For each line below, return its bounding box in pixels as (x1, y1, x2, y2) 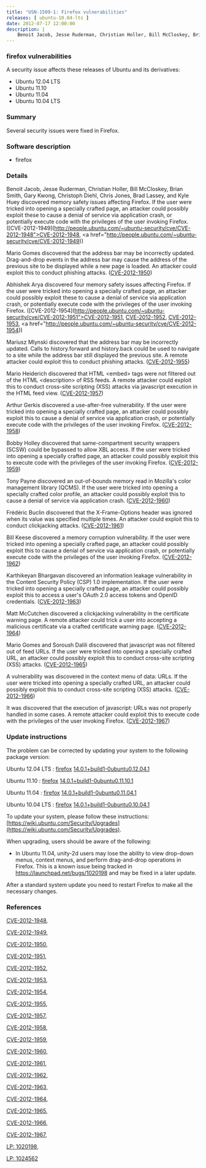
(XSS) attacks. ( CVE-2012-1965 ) (6, 661, 88, 668)
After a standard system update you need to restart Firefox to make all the (6, 881, 193, 888)
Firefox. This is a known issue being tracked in (15, 862, 133, 870)
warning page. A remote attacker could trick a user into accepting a (6, 617, 177, 624)
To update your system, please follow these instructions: (6, 812, 149, 820)
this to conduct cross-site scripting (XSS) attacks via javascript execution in (6, 383, 198, 391)
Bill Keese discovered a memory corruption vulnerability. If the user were (6, 534, 190, 541)
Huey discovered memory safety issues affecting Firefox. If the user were (6, 198, 192, 206)
